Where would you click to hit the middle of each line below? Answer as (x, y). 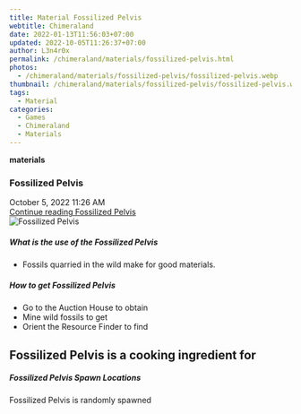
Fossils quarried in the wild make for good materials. (119, 264)
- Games (32, 117)
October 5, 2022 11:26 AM (57, 203)
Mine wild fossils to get (65, 317)
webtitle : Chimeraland (52, 26)
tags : (19, 92)
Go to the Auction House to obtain (85, 308)
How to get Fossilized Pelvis (63, 285)
